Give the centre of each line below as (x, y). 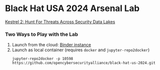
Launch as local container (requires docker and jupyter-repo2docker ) (81, 50)
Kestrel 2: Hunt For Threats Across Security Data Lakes (60, 22)
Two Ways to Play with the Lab (42, 34)
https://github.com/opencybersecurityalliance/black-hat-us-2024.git (84, 63)
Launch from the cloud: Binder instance (51, 45)
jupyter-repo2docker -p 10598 (43, 59)
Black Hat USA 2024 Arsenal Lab (72, 8)
